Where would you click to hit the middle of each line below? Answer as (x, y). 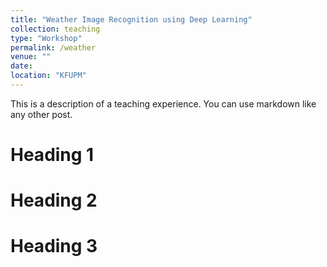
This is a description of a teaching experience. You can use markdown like (163, 103)
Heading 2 (54, 200)
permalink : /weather (53, 47)
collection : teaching (55, 29)
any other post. (41, 114)
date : (21, 66)
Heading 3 (54, 246)
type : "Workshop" (46, 38)
